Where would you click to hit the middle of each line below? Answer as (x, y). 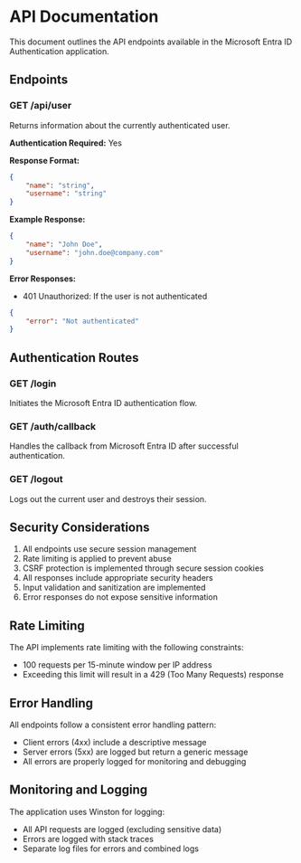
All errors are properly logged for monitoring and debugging (134, 761)
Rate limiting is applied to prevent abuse (97, 559)
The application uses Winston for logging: (87, 811)
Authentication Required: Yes (66, 143)
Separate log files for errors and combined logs (110, 849)
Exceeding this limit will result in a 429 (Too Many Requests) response (153, 675)
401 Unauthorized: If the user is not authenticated (115, 296)
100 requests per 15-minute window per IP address (117, 665)
